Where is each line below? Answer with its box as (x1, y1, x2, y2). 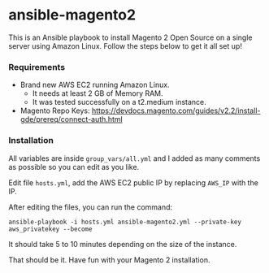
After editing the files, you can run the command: (8, 201, 173, 212)
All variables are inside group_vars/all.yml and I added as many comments (8, 153, 261, 163)
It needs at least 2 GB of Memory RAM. (32, 89, 164, 98)
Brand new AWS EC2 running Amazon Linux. (20, 80, 170, 90)
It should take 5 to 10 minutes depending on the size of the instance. (8, 239, 237, 249)
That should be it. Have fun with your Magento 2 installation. (8, 254, 210, 265)
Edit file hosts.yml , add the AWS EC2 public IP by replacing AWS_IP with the (8, 177, 258, 188)
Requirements (8, 61, 66, 72)
